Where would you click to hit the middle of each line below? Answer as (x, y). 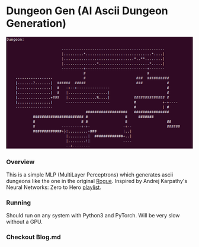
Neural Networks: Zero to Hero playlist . (54, 187)
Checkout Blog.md (33, 237)
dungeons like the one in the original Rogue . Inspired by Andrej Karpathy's (97, 181)
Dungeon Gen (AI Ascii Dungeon (87, 11)
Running (19, 203)
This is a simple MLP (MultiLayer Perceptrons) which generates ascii (90, 175)
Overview (20, 162)
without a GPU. (25, 222)
